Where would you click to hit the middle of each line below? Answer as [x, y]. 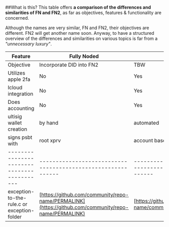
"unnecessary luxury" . [28, 44]
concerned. [17, 18]
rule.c [15, 204]
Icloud [15, 88]
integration [21, 94]
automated [146, 123]
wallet [15, 123]
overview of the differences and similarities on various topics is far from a [81, 38]
